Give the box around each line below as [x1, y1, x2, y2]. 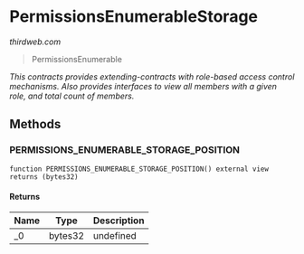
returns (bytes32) [9, 172, 79, 182]
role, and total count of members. [9, 90, 135, 101]
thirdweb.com [9, 36, 62, 47]
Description [92, 214, 145, 227]
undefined [92, 229, 138, 241]
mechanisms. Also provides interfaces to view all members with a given [9, 80, 278, 91]
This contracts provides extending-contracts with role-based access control [9, 71, 295, 82]
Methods [9, 117, 62, 132]
